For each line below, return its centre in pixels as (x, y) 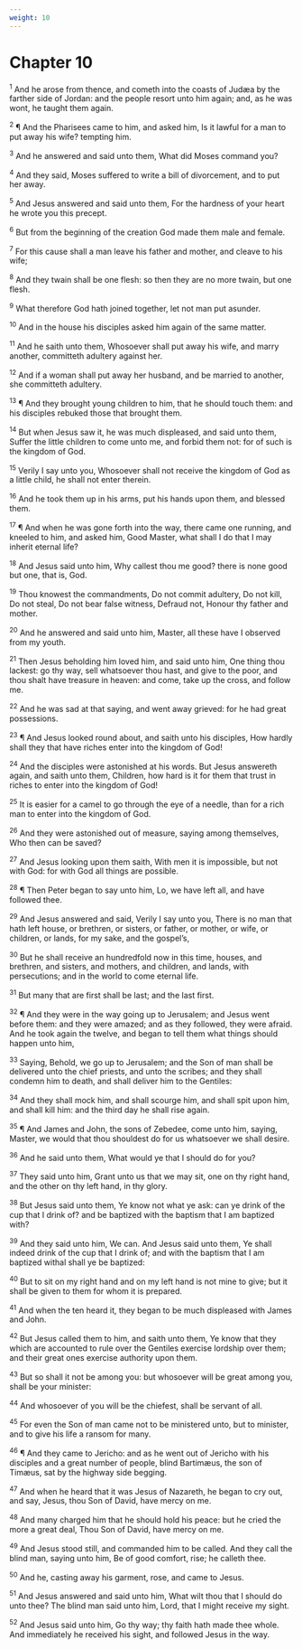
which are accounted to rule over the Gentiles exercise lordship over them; (148, 1348)
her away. (27, 184)
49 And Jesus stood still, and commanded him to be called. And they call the (151, 1548)
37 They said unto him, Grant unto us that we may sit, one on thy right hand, (150, 1176)
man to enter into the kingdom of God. (80, 813)
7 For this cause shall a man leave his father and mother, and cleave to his (146, 250)
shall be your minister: (50, 1386)
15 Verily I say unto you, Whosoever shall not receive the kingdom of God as (150, 469)
